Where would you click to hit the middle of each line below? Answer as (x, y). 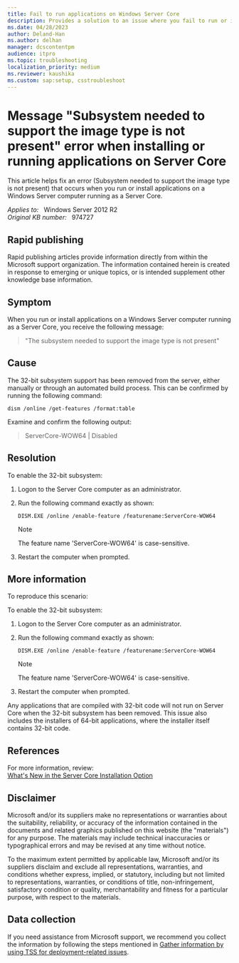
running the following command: (55, 395)
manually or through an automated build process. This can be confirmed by (118, 388)
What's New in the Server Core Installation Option (80, 775)
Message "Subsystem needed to (106, 116)
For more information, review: (51, 768)
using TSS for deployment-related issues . (68, 952)
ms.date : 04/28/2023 (38, 27)
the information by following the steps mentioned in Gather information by (116, 944)
